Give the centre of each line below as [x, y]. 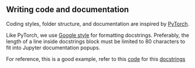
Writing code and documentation [68, 10]
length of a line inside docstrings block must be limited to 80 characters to [96, 41]
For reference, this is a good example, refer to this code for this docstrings [96, 59]
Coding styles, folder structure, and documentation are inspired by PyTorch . [98, 23]
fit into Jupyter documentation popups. [53, 47]
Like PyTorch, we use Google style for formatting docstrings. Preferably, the [97, 35]
